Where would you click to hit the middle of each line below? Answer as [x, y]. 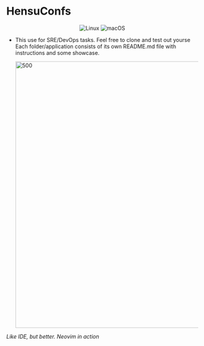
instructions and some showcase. [57, 52]
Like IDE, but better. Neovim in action [53, 336]
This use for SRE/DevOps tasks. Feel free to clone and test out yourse [103, 40]
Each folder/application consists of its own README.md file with [96, 46]
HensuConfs [39, 11]
